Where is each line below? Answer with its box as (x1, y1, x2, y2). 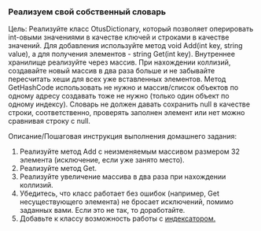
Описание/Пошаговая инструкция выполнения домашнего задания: (8, 132, 237, 141)
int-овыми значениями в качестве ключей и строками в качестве (8, 32, 230, 42)
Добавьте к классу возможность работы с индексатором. (19, 214, 216, 223)
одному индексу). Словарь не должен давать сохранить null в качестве (8, 99, 250, 109)
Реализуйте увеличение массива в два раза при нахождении (19, 172, 226, 181)
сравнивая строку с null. (8, 117, 90, 126)
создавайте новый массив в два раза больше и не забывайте (8, 66, 215, 76)
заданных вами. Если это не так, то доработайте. (19, 206, 186, 215)
